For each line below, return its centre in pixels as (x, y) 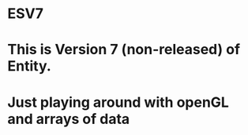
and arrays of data (69, 119)
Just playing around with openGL (118, 102)
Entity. (30, 66)
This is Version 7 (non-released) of (124, 50)
